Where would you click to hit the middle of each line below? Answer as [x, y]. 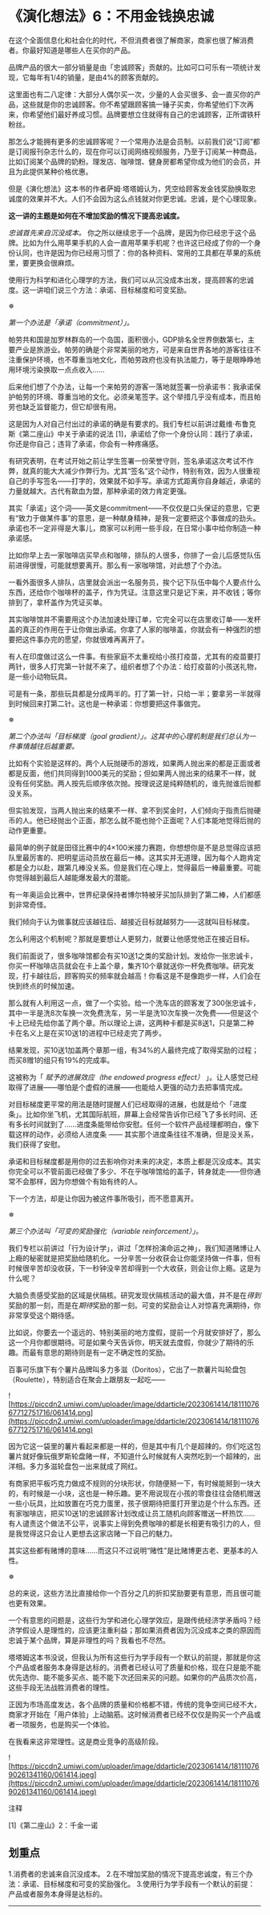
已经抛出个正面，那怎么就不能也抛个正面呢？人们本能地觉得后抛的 [152, 820]
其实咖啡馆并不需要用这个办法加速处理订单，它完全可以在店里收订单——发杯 [135, 619]
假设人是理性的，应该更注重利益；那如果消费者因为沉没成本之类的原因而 [141, 1630]
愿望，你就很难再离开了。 [106, 639]
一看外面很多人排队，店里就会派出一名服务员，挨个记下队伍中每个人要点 [127, 582]
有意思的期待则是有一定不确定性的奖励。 [103, 1352]
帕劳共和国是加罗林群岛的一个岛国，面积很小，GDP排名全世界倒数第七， [128, 339]
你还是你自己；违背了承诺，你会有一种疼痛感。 [85, 444]
